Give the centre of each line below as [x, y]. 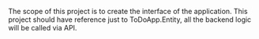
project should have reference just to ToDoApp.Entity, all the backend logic [130, 19]
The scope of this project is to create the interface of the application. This [128, 11]
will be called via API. [43, 28]
